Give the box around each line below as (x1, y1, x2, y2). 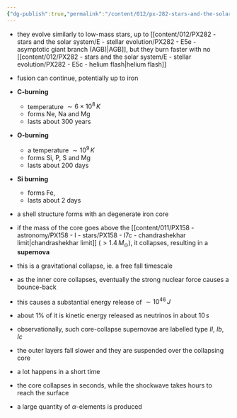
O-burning (16, 131, 49, 140)
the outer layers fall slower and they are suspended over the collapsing (16, 346, 224, 355)
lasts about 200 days (27, 161, 89, 169)
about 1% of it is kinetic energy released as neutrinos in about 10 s (16, 311, 209, 320)
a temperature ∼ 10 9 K (27, 145, 95, 154)
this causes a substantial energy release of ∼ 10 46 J (16, 296, 171, 306)
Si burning (16, 174, 49, 183)
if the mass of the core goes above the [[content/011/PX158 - (16, 223, 195, 232)
